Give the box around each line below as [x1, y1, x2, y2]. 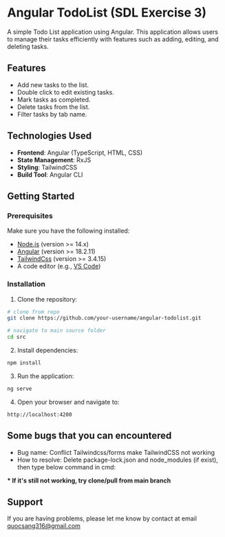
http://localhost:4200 [7, 411, 72, 418]
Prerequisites [7, 211, 53, 220]
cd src [7, 333, 26, 341]
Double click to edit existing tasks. [17, 88, 115, 96]
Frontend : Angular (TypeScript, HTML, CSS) [17, 148, 143, 157]
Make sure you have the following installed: [7, 226, 130, 235]
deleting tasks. [7, 42, 50, 50]
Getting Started [7, 190, 75, 202]
